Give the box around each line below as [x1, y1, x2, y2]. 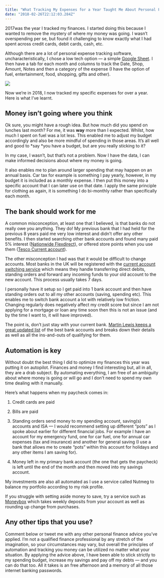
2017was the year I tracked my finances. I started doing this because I [5, 25, 146, 31]
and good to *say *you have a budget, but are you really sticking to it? [5, 143, 146, 149]
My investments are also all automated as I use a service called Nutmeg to [5, 479, 155, 484]
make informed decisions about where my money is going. [5, 158, 123, 164]
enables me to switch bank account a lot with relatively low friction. [5, 297, 141, 303]
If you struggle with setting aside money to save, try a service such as [5, 493, 146, 499]
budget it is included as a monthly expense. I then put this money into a [5, 177, 148, 184]
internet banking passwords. [5, 567, 62, 573]
